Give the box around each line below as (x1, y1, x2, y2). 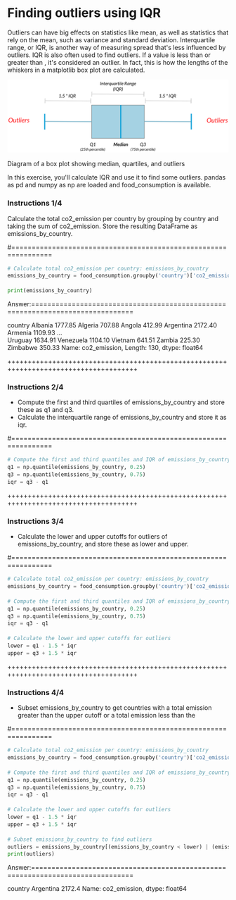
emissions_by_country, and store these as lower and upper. (17, 540, 189, 549)
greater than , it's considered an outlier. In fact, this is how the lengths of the (7, 58, 228, 66)
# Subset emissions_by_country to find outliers (7, 836, 152, 843)
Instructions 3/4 (7, 516, 65, 526)
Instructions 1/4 (7, 199, 63, 208)
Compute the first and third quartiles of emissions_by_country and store (17, 398, 225, 406)
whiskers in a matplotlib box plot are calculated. (7, 65, 145, 74)
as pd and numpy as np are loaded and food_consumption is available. (7, 181, 211, 189)
